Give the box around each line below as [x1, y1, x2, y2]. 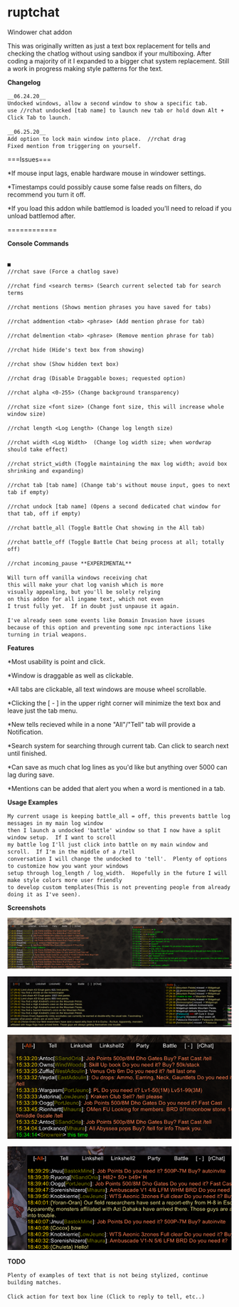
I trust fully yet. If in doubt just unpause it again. [7, 602, 180, 609]
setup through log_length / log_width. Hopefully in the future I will [7, 869, 228, 876]
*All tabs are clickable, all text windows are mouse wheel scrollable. [7, 685, 207, 693]
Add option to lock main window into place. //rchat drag [7, 135, 186, 142]
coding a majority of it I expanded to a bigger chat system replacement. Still [7, 56, 230, 65]
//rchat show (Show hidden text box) [7, 360, 119, 367]
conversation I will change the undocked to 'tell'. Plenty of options [7, 855, 228, 862]
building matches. [7, 1279, 62, 1286]
